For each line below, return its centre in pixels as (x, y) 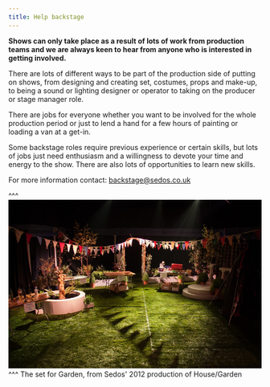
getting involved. (37, 58)
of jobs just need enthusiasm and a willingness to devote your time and (126, 156)
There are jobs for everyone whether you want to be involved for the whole (133, 114)
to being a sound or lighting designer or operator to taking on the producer (132, 90)
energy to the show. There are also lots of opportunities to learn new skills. (132, 164)
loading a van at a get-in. (49, 132)
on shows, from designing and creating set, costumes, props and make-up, (133, 82)
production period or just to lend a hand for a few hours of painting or (123, 123)
